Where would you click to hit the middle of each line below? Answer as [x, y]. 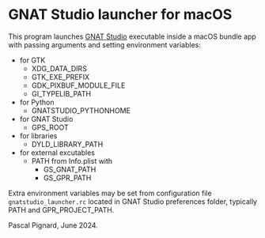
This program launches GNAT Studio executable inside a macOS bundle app [132, 36]
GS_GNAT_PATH [70, 169]
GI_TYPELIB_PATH [61, 93]
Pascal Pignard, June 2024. [53, 225]
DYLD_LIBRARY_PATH [67, 144]
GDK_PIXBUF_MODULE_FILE [78, 85]
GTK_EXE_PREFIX [61, 77]
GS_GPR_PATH [67, 178]
